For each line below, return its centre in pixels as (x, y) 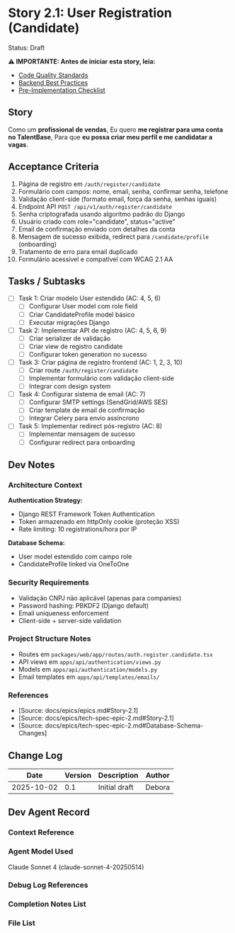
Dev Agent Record (49, 812)
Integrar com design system (70, 387)
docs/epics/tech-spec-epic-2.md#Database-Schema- (124, 726)
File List (22, 923)
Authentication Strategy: (46, 500)
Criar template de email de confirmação (87, 410)
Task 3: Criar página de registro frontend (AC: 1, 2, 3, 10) (101, 362)
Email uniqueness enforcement (63, 613)
